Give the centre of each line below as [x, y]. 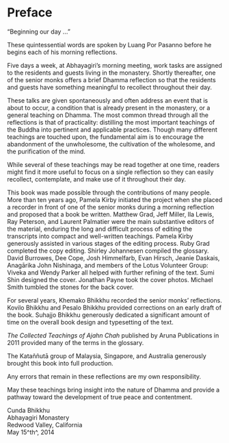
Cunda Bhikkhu [28, 410]
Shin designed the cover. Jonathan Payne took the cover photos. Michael [110, 279]
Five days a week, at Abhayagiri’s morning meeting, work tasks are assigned [114, 65]
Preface [30, 13]
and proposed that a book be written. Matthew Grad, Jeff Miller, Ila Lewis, [110, 214]
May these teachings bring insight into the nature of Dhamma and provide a [113, 390]
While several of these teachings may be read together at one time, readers [113, 164]
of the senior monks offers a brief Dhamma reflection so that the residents [112, 79]
